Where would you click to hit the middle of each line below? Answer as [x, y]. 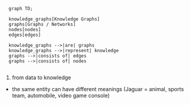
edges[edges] [25, 35]
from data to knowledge [41, 77]
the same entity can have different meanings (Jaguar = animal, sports [98, 89]
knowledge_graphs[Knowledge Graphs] [54, 19]
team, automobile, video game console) [61, 95]
